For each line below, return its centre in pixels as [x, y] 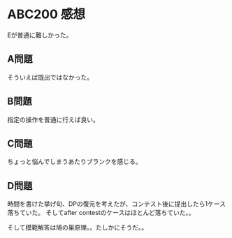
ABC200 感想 [46, 14]
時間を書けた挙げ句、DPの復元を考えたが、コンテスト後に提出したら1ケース [116, 204]
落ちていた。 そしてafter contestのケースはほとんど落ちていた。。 [101, 213]
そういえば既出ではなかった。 [50, 77]
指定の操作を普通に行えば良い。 [53, 119]
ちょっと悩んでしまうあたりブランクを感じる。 [74, 162]
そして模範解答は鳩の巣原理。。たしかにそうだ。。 [78, 228]
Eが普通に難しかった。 [40, 35]
